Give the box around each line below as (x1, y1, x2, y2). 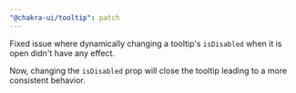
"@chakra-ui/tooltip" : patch (9, 13, 120, 23)
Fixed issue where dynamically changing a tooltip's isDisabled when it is (9, 38, 282, 49)
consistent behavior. (9, 74, 86, 86)
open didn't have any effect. (9, 47, 116, 59)
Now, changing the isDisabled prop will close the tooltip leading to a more (9, 65, 288, 76)
